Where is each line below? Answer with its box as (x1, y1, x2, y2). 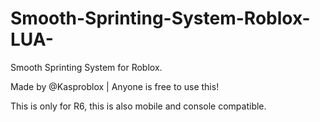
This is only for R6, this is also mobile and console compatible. (10, 100, 267, 112)
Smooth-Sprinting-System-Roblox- (10, 7, 311, 30)
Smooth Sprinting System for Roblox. (10, 61, 163, 73)
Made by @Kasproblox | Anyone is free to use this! (10, 80, 220, 92)
